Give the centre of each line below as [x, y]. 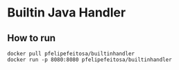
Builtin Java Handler [67, 13]
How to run [32, 38]
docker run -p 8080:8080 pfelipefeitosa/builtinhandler [89, 60]
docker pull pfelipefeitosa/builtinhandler [71, 54]
